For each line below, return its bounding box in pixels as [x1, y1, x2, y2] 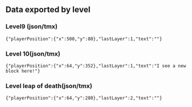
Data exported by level [5, 5, 91, 15]
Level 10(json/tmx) [5, 50, 60, 58]
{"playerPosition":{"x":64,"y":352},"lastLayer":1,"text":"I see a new [5, 63, 186, 69]
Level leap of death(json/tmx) [5, 82, 92, 90]
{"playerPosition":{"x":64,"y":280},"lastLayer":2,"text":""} [5, 95, 162, 101]
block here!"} [5, 68, 41, 74]
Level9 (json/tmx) [5, 22, 58, 31]
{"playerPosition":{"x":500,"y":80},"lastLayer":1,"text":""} [5, 35, 162, 42]
